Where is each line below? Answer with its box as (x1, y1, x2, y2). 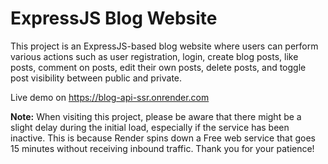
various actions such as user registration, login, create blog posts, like (10, 50, 299, 62)
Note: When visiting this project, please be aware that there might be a (10, 110, 302, 122)
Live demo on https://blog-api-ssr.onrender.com (10, 91, 210, 103)
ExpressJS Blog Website (10, 7, 218, 30)
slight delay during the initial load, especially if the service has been (10, 121, 290, 133)
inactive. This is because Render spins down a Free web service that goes (10, 132, 316, 144)
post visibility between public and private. (10, 72, 183, 84)
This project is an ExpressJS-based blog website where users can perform (10, 40, 319, 52)
